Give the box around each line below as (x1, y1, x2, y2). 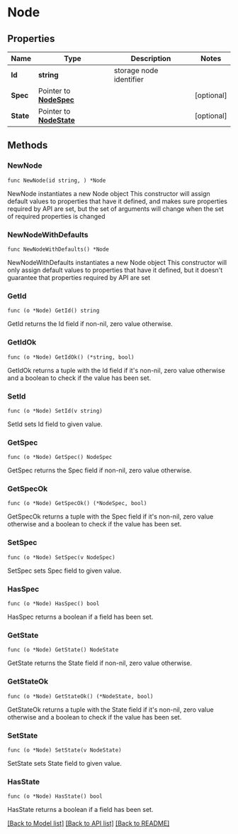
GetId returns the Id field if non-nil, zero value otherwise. (7, 320, 174, 328)
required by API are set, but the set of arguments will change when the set (7, 204, 225, 213)
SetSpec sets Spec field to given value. (7, 566, 122, 575)
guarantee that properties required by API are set (7, 273, 151, 281)
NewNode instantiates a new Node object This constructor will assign (7, 189, 210, 197)
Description (130, 54, 171, 63)
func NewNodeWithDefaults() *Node (7, 246, 110, 253)
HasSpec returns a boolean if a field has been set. (7, 612, 154, 622)
